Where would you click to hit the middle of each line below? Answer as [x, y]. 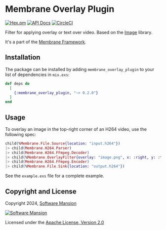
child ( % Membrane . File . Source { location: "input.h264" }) [63, 143]
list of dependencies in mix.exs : [37, 75]
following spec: [21, 134]
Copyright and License [41, 191]
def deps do [17, 83]
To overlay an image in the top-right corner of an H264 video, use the [76, 129]
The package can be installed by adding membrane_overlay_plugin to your [80, 69]
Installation [23, 57]
